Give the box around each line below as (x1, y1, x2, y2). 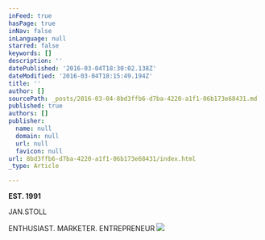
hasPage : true (8, 19, 56, 27)
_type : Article (8, 162, 60, 171)
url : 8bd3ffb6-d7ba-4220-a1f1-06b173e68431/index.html (8, 154, 197, 162)
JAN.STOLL (8, 207, 48, 217)
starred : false (8, 42, 60, 50)
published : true (8, 102, 63, 110)
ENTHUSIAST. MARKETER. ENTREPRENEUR (8, 224, 155, 234)
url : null (15, 139, 48, 148)
